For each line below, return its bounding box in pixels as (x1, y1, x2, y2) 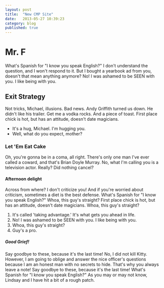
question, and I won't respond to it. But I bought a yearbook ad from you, (5, 68, 152, 74)
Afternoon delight (5, 176, 42, 182)
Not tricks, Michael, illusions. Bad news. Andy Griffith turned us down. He (5, 105, 153, 111)
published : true (5, 26, 38, 30)
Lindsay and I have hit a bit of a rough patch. (5, 277, 95, 283)
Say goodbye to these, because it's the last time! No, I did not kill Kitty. (5, 251, 147, 257)
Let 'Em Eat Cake (5, 143, 46, 150)
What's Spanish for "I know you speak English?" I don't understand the (5, 63, 148, 69)
